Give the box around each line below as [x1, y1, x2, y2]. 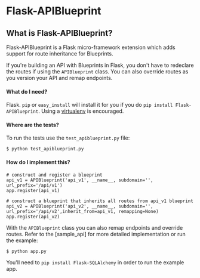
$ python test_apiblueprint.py [6, 146, 84, 152]
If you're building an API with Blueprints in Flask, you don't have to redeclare [6, 61, 194, 69]
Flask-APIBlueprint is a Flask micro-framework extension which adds [6, 44, 176, 51]
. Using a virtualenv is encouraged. [38, 107, 124, 115]
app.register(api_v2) [6, 214, 60, 220]
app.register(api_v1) [6, 187, 60, 193]
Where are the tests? [6, 121, 60, 128]
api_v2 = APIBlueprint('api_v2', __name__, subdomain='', [6, 203, 153, 209]
